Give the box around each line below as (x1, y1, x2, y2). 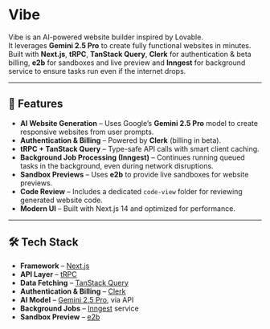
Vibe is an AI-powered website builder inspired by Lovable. (8, 32, 203, 42)
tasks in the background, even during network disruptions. (19, 160, 215, 170)
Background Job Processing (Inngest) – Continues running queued (19, 152, 245, 162)
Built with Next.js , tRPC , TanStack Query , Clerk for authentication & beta (8, 49, 252, 59)
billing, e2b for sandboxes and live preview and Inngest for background (8, 58, 246, 67)
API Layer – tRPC (19, 269, 78, 278)
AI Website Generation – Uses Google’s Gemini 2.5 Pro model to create (19, 118, 259, 128)
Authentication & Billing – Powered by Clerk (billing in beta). (19, 135, 222, 145)
